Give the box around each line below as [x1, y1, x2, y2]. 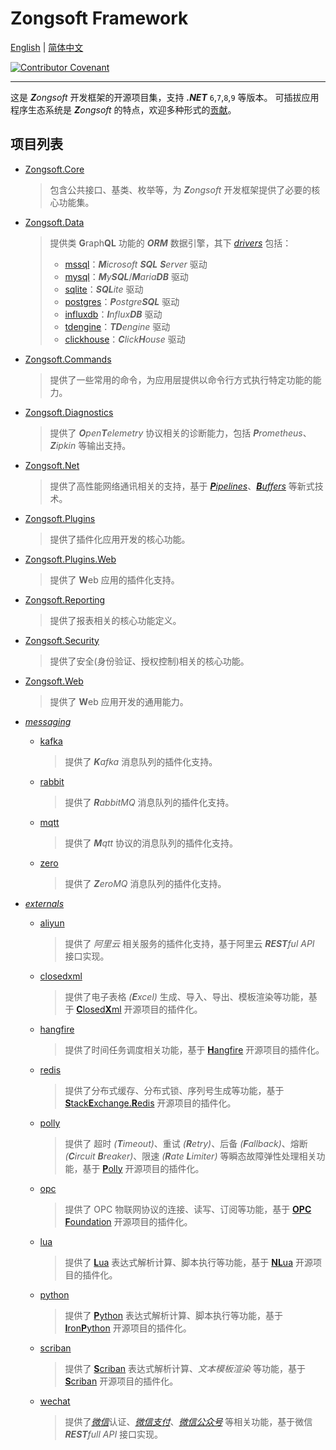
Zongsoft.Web [24, 675, 84, 687]
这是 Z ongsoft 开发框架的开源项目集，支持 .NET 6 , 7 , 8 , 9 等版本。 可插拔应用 [10, 91, 320, 103]
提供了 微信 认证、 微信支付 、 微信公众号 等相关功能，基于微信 [64, 1415, 313, 1427]
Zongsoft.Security [24, 634, 100, 646]
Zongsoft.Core [24, 163, 85, 175]
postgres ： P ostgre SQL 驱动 [64, 295, 180, 307]
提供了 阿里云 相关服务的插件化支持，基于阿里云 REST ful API [64, 937, 315, 949]
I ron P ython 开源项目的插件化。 [64, 1322, 192, 1334]
